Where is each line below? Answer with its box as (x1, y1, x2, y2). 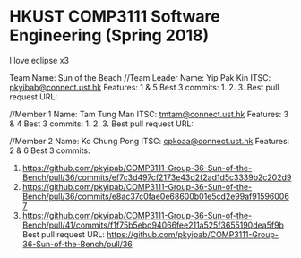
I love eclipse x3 (9, 55, 70, 65)
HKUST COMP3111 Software (9, 6, 221, 27)
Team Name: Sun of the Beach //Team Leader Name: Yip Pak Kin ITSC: (9, 72, 271, 82)
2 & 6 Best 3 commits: (9, 145, 91, 156)
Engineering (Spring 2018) (9, 25, 210, 46)
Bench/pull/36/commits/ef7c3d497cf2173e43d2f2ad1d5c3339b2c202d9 (21, 172, 292, 183)
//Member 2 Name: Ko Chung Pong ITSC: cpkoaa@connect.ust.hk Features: (9, 135, 290, 146)
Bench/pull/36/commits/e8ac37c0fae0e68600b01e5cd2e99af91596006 (21, 191, 289, 202)
